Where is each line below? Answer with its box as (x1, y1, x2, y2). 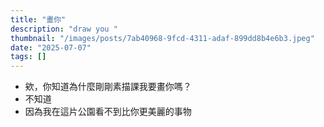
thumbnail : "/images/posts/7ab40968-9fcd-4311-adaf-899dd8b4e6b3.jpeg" (10, 33, 315, 43)
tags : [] (10, 52, 47, 62)
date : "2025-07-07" (10, 42, 92, 53)
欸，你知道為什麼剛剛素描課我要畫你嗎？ (24, 81, 192, 93)
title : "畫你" (10, 14, 67, 25)
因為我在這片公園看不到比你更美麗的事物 (24, 106, 192, 118)
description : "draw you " (10, 24, 118, 34)
